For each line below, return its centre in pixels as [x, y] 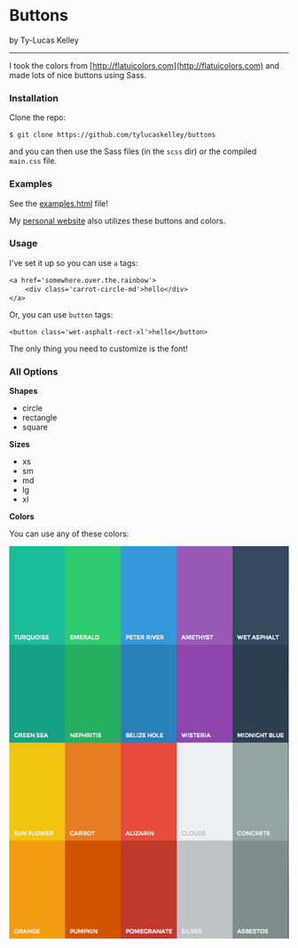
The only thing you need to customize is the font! [98, 349]
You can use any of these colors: [69, 534]
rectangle [39, 418]
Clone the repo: [38, 117]
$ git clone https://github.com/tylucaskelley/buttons [113, 135]
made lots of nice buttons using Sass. [78, 75]
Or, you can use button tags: [61, 314]
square [35, 427]
